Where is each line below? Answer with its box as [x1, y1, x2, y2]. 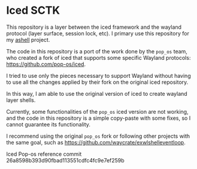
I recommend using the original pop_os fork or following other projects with [6, 132, 190, 140]
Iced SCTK [6, 4, 60, 17]
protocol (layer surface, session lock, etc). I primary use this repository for [6, 29, 190, 37]
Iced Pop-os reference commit [6, 150, 82, 158]
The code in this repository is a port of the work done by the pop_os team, [6, 47, 187, 55]
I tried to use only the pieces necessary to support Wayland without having [6, 72, 191, 79]
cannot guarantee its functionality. [6, 120, 91, 128]
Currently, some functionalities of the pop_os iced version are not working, [6, 108, 189, 115]
